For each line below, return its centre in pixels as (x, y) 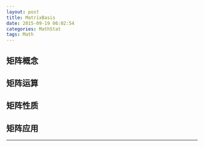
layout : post (23, 12)
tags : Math (20, 35)
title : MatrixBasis (31, 18)
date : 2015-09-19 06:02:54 (40, 23)
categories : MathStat (34, 29)
